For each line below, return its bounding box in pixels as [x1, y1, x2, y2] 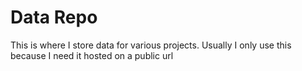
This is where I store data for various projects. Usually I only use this [10, 39, 292, 51]
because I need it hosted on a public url [10, 49, 174, 61]
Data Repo [10, 6, 98, 29]
